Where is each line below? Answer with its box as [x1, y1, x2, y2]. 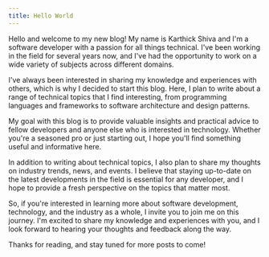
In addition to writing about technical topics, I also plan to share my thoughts [8, 157, 261, 167]
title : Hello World [8, 11, 74, 20]
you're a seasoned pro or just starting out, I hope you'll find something [8, 133, 242, 143]
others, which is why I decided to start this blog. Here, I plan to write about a [8, 84, 261, 93]
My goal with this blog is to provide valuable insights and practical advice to [8, 116, 259, 125]
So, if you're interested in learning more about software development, [8, 198, 238, 208]
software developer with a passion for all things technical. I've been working [8, 42, 261, 52]
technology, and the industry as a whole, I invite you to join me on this [8, 206, 239, 217]
